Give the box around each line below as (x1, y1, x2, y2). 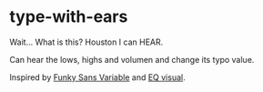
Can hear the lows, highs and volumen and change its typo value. (9, 54, 255, 65)
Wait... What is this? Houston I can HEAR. (9, 36, 164, 47)
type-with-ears (9, 6, 128, 27)
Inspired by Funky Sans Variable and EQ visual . (9, 71, 186, 83)
